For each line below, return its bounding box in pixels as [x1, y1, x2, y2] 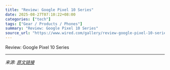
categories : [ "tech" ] [5, 16, 51, 21]
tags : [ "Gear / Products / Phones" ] [5, 21, 82, 26]
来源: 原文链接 [5, 59, 34, 65]
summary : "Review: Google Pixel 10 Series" [5, 26, 99, 31]
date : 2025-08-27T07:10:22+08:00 [5, 12, 76, 17]
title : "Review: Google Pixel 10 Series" [5, 7, 94, 12]
